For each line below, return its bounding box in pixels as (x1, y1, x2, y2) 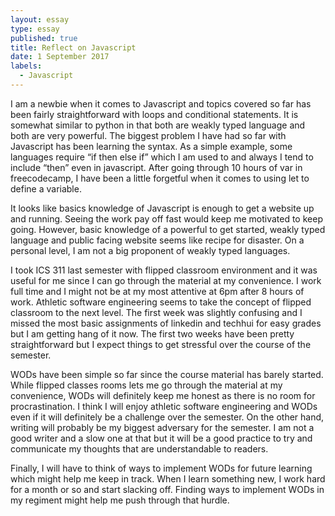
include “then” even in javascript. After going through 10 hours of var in (10, 161, 303, 173)
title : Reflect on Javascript (10, 42, 137, 53)
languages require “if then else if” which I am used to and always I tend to (10, 151, 314, 163)
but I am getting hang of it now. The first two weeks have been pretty (10, 327, 295, 340)
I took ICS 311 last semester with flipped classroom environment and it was (10, 264, 318, 276)
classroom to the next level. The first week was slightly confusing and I (10, 306, 303, 318)
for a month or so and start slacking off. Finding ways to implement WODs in (10, 483, 325, 495)
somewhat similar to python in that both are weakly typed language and (10, 119, 306, 131)
